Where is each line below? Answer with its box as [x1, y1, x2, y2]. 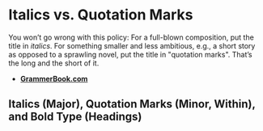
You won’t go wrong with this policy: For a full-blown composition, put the [8, 32, 255, 42]
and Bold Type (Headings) [8, 110, 142, 124]
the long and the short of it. [8, 58, 100, 68]
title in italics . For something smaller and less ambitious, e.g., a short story [8, 40, 256, 50]
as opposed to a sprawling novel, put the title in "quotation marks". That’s [8, 49, 252, 59]
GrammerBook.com [19, 74, 88, 83]
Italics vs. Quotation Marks [8, 6, 193, 24]
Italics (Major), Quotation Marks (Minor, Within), [8, 97, 256, 111]
